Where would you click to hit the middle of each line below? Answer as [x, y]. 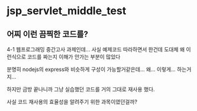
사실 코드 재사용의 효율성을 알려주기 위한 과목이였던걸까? [72, 102]
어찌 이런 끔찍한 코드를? [47, 34]
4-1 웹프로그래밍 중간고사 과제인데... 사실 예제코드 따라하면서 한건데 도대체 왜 [96, 49]
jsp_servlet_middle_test [67, 11]
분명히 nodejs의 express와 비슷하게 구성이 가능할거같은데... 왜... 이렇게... [91, 69]
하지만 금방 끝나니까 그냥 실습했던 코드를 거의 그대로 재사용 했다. [81, 89]
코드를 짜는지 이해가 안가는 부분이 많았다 [74, 57]
